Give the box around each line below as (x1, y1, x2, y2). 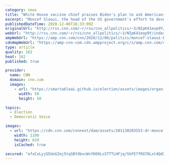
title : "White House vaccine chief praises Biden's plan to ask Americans (5, 12, 165, 17)
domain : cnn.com (10, 77, 44, 83)
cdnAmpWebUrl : (5, 40, 35, 45)
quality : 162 (5, 49, 33, 54)
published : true (5, 59, 39, 64)
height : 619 (14, 137, 39, 142)
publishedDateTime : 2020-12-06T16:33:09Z (5, 21, 94, 27)
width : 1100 (14, 133, 39, 138)
